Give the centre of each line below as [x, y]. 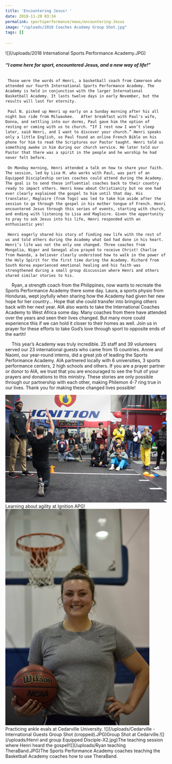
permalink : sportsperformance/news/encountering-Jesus [65, 22]
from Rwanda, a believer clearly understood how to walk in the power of [86, 255]
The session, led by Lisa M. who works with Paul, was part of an [78, 173]
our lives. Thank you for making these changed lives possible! [70, 388]
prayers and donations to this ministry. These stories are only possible [79, 377]
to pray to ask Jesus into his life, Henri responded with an [73, 219]
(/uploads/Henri [22, 740]
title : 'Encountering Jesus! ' [39, 11]
